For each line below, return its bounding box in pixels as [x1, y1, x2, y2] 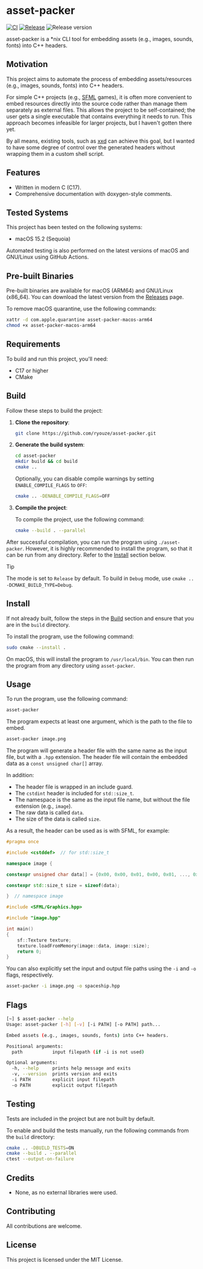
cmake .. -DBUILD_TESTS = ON [6, 1145, 74, 1151]
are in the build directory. [6, 621, 71, 628]
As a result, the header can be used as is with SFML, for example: [6, 827, 170, 835]
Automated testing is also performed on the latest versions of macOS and [6, 247, 189, 254]
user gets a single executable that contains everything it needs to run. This [6, 112, 192, 120]
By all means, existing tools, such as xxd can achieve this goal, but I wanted [6, 137, 195, 144]
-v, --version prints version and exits [11, 1071, 118, 1077]
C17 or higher [14, 367, 49, 374]
